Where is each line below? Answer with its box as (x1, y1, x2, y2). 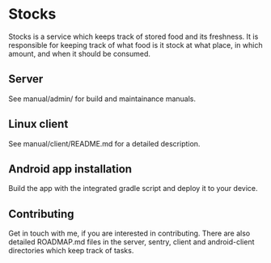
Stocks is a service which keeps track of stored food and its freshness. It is (8, 32, 259, 41)
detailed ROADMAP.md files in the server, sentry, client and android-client (8, 237, 255, 247)
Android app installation (8, 162, 132, 176)
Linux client (8, 117, 69, 131)
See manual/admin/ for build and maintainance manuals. (8, 94, 197, 104)
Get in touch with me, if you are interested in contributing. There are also (8, 228, 251, 239)
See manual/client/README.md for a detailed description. (8, 138, 201, 148)
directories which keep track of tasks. (8, 246, 134, 256)
